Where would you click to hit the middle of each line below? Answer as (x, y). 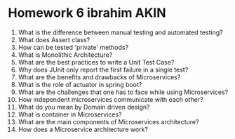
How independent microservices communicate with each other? (110, 99)
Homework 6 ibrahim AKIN (87, 13)
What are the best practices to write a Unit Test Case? (96, 62)
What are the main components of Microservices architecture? (108, 121)
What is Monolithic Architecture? (65, 55)
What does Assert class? (54, 39)
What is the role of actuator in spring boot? (80, 84)
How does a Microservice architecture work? (83, 129)
